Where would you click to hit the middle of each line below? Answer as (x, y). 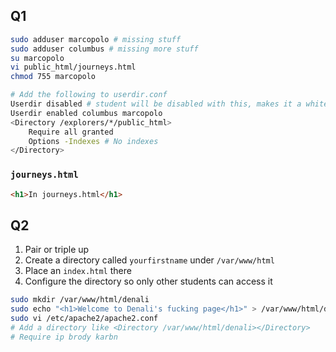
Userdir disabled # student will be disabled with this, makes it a (156, 104)
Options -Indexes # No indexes (93, 141)
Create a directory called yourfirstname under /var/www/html (149, 260)
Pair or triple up (57, 250)
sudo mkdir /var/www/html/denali (80, 300)
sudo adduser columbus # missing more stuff (104, 49)
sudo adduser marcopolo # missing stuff (96, 39)
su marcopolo (37, 58)
